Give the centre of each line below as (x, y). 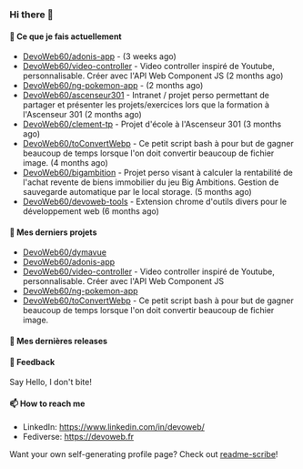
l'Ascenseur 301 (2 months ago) (82, 115)
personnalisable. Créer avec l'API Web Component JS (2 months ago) (153, 76)
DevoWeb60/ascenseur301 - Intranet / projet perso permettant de (146, 96)
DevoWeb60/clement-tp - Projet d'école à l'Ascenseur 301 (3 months (152, 124)
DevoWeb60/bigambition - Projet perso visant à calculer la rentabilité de (157, 173)
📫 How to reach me (47, 403)
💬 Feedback (32, 362)
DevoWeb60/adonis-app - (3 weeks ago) (100, 56)
